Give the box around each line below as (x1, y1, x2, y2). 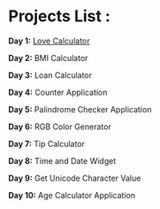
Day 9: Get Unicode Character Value (8, 173, 141, 183)
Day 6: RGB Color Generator (8, 121, 111, 132)
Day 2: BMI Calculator (8, 52, 88, 63)
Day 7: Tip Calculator (8, 138, 86, 149)
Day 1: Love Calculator (8, 35, 90, 46)
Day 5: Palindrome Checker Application (8, 104, 152, 114)
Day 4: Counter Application (8, 87, 108, 97)
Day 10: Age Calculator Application (8, 190, 136, 200)
